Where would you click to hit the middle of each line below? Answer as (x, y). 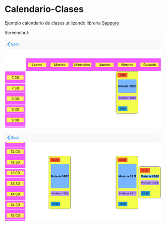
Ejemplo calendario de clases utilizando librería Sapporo (62, 23)
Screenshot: (17, 32)
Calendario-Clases (44, 9)
